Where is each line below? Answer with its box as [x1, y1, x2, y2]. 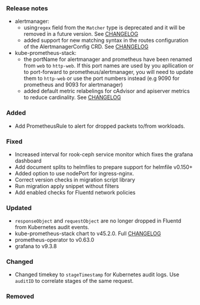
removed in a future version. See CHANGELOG [23, 30, 139, 38]
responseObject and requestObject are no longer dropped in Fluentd [14, 217, 182, 224]
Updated [6, 204, 32, 212]
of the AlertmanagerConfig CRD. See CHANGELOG [23, 43, 149, 50]
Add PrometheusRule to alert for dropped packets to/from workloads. [14, 122, 186, 130]
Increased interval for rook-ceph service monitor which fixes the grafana [14, 150, 193, 158]
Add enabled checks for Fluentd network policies [14, 189, 136, 196]
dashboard [14, 157, 42, 164]
